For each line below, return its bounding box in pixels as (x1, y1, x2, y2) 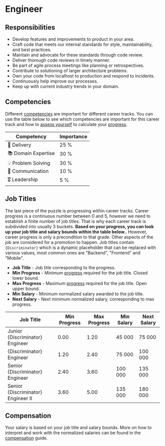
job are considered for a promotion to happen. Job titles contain (5, 239, 135, 245)
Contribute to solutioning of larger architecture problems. (12, 68, 128, 74)
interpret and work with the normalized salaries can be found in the (5, 430, 141, 436)
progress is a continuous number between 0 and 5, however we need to (5, 213, 151, 219)
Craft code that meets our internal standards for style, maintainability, (12, 41, 153, 47)
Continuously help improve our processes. (12, 78, 98, 84)
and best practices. (12, 47, 52, 52)
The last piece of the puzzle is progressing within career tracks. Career (5, 207, 149, 213)
